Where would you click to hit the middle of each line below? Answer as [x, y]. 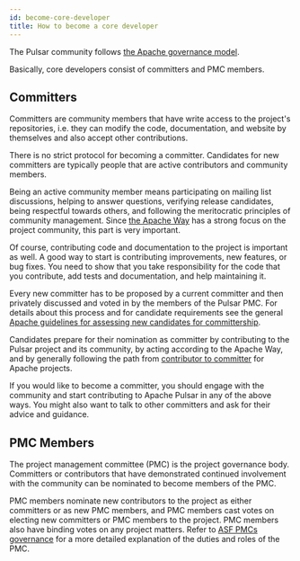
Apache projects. [41, 369]
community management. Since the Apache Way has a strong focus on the [148, 220]
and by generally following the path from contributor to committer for [137, 359]
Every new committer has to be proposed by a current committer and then [146, 294]
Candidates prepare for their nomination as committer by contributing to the [150, 340]
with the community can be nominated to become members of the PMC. [143, 484]
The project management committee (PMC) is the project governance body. [150, 465]
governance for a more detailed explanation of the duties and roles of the [145, 539]
